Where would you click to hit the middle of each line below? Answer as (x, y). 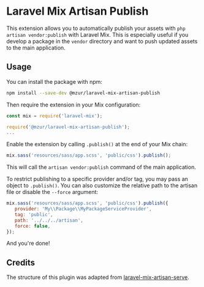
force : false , (32, 226)
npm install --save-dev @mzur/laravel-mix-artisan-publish (83, 93)
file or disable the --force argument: (52, 192)
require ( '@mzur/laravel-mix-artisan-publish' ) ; (68, 127)
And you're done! (28, 244)
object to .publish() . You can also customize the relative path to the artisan (102, 185)
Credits (21, 262)
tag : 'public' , (34, 214)
